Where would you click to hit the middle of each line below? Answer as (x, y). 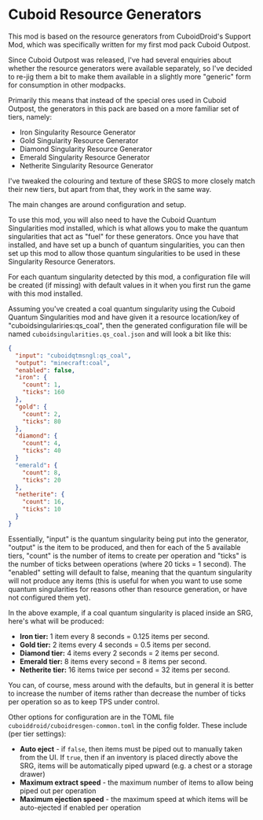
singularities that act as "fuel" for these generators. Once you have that (124, 236)
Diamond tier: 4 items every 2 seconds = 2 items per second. (119, 653)
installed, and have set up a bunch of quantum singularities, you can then (127, 245)
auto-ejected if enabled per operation (80, 807)
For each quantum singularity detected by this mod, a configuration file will (129, 276)
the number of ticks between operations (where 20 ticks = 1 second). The (127, 563)
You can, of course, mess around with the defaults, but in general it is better (131, 685)
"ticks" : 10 (42, 509)
